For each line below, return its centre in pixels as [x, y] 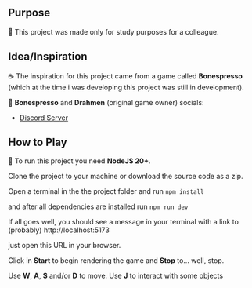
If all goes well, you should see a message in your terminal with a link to [123, 222]
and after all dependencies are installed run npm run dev [98, 206]
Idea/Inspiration [48, 57]
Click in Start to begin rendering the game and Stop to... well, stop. [116, 261]
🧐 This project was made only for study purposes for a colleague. [113, 31]
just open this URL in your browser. [65, 246]
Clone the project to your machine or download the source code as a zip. [126, 177]
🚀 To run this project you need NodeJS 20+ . [79, 161]
